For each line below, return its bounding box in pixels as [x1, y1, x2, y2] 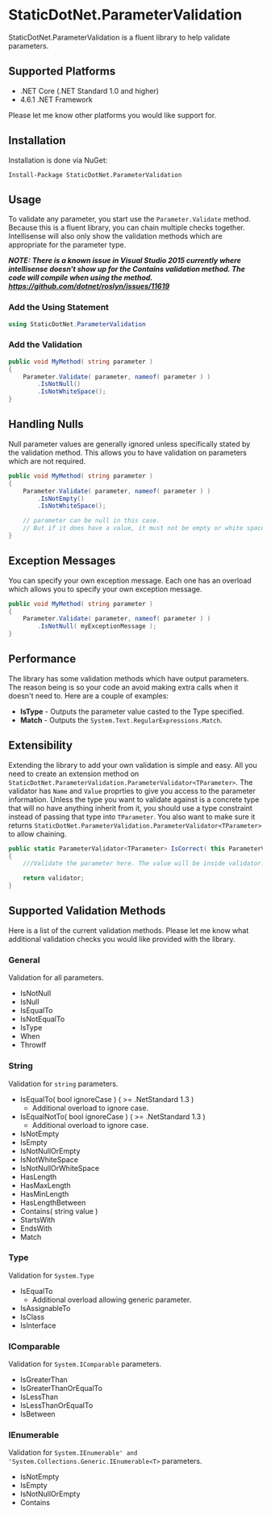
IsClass [19, 1312, 45, 1321]
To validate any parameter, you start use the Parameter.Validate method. [8, 214, 252, 224]
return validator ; [23, 874, 85, 883]
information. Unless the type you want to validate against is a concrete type [8, 795, 260, 804]
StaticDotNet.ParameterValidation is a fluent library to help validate [8, 32, 231, 42]
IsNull [19, 997, 40, 1007]
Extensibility [8, 739, 73, 753]
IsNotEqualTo [19, 1014, 65, 1024]
